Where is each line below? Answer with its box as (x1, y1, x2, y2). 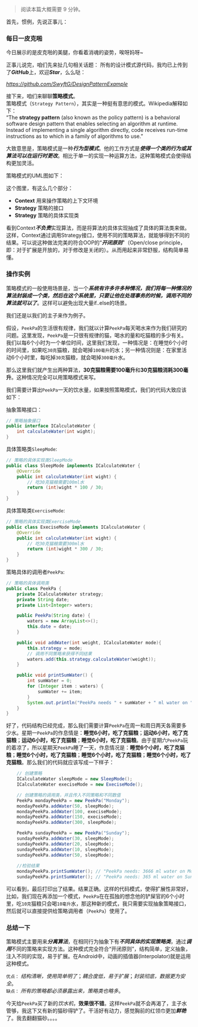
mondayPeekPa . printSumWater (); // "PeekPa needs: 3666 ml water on (16, 869, 185, 874)
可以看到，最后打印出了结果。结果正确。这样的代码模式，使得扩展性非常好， (6, 886, 192, 893)
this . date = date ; (27, 624, 72, 630)
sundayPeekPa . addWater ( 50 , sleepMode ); (16, 852, 115, 858)
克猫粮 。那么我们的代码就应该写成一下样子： (6, 759, 115, 766)
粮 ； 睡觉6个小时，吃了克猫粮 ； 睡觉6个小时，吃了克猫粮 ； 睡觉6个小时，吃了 (6, 751, 192, 758)
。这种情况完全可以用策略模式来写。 (11, 373, 99, 380)
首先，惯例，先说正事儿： (6, 18, 68, 25)
